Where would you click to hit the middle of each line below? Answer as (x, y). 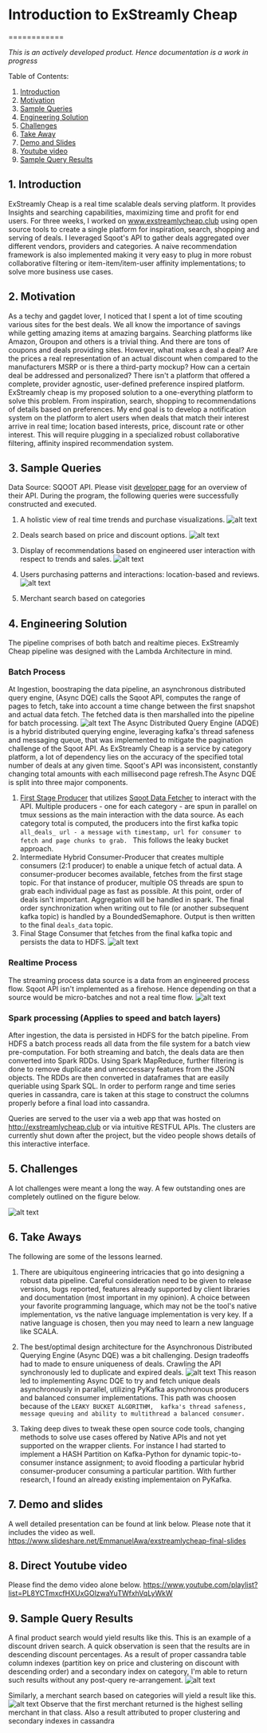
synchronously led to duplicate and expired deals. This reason (138, 1372)
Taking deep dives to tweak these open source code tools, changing (132, 1428)
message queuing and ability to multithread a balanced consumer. (132, 1414)
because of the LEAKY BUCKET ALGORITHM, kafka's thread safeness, (133, 1406)
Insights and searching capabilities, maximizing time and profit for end (124, 212)
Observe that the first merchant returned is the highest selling (141, 1704)
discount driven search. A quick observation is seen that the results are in (129, 1646)
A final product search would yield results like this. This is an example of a (130, 1638)
